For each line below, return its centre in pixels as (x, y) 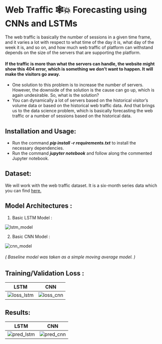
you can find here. (23, 190)
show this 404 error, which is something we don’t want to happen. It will (79, 69)
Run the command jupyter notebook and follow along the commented (82, 153)
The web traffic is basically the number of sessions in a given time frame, (78, 37)
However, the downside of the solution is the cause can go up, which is (83, 90)
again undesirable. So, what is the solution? (56, 95)
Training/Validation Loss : (45, 273)
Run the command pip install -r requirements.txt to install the (74, 143)
